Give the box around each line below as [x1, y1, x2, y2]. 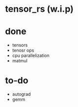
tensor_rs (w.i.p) [5, 3, 74, 15]
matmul [12, 58, 28, 64]
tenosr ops [12, 48, 34, 53]
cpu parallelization [12, 53, 50, 58]
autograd [12, 91, 31, 97]
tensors [12, 42, 28, 48]
